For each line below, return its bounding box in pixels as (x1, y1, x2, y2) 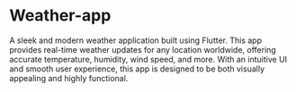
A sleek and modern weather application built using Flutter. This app (9, 35, 263, 46)
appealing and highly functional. (9, 72, 129, 83)
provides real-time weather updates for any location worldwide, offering (9, 44, 276, 54)
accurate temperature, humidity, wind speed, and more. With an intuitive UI (9, 54, 288, 64)
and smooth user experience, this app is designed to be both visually (9, 63, 265, 74)
